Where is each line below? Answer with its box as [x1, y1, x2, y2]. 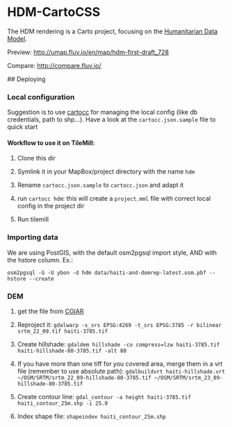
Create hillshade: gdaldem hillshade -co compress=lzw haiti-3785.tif [17, 340, 220, 349]
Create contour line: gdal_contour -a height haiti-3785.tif [17, 393, 191, 401]
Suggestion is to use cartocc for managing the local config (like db [7, 108, 198, 117]
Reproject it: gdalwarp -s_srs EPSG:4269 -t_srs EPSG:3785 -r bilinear [17, 321, 222, 329]
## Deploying [7, 74, 47, 83]
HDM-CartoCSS [7, 4, 101, 20]
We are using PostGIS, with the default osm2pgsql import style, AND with [7, 248, 217, 257]
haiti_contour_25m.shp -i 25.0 [17, 400, 108, 407]
